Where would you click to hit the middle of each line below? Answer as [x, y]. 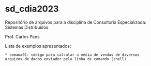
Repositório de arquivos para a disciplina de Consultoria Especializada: [76, 22]
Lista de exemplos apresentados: [38, 46]
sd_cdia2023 [32, 9]
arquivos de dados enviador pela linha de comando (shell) [66, 59]
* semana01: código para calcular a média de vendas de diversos [72, 55]
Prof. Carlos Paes [22, 37]
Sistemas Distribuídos [27, 27]
